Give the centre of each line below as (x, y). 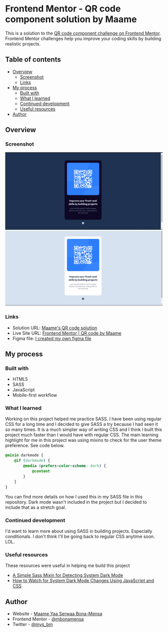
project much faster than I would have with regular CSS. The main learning (82, 435)
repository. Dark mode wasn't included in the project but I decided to (76, 502)
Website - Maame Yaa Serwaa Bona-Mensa (57, 614)
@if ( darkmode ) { (32, 461)
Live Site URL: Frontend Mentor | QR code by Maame (67, 333)
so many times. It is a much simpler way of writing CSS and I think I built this (84, 430)
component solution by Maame (71, 19)
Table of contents (33, 60)
